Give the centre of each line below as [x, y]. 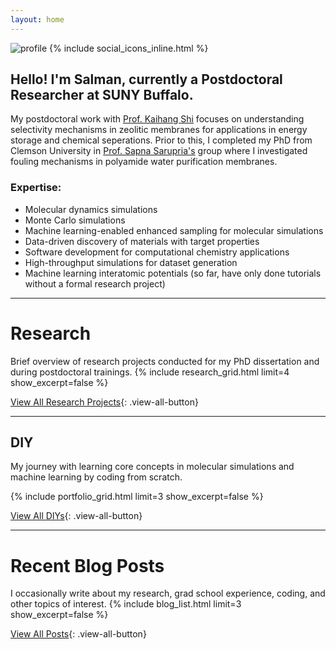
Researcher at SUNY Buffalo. [102, 95]
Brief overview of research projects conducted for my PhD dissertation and [165, 361]
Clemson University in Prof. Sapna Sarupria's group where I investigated [159, 151]
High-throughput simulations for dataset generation [131, 262]
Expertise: [36, 188]
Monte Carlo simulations [75, 220]
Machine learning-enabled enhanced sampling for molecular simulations [174, 230]
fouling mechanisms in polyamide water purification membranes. [144, 162]
